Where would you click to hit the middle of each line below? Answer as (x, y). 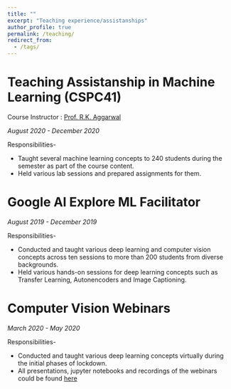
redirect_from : (30, 41)
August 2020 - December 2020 (53, 130)
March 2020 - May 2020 (44, 328)
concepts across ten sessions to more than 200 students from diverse (120, 257)
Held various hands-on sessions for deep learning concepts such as (118, 272)
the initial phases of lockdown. (62, 363)
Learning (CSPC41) (65, 97)
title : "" (22, 14)
